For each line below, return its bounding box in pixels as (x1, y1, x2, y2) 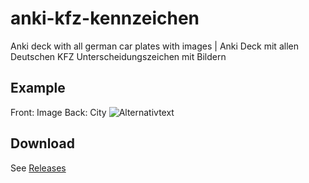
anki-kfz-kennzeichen (10, 7, 200, 30)
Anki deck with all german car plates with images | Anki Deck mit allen (10, 40, 299, 52)
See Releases (10, 162, 67, 174)
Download (10, 135, 75, 152)
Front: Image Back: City (10, 106, 107, 118)
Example (10, 80, 66, 97)
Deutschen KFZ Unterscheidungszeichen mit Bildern (10, 50, 227, 62)
